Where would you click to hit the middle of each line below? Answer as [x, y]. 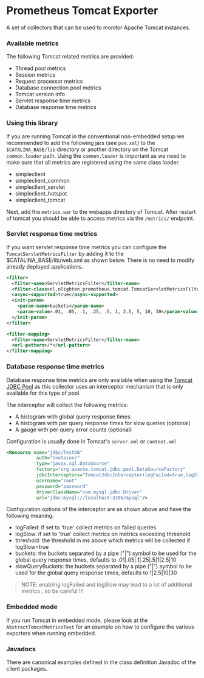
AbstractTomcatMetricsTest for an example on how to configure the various [100, 627]
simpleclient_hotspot [41, 193]
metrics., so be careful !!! [52, 591]
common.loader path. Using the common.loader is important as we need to [96, 155]
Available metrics [32, 43]
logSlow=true [32, 547]
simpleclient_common [42, 180]
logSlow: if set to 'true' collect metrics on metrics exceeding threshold [103, 534]
